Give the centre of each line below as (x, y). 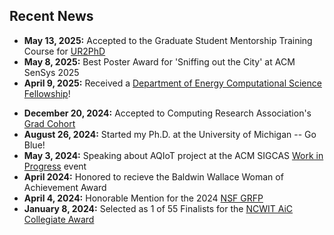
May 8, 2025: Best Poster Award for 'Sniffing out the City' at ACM (159, 61)
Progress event (55, 166)
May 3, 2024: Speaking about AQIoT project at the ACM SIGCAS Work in (173, 155)
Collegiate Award (59, 219)
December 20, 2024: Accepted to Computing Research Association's (167, 113)
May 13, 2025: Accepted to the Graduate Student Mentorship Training (168, 40)
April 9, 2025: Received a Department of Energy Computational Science (172, 83)
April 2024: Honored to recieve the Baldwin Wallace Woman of (153, 176)
